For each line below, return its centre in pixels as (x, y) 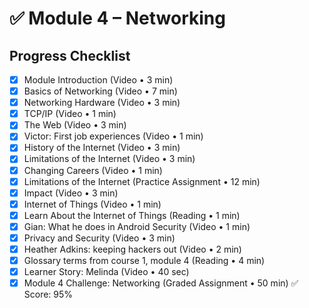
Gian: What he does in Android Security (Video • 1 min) (137, 226)
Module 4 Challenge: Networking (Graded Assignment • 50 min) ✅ (161, 283)
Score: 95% (48, 294)
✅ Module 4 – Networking (117, 18)
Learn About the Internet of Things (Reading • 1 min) (132, 215)
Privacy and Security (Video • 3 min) (99, 238)
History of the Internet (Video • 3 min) (102, 148)
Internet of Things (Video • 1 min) (92, 204)
